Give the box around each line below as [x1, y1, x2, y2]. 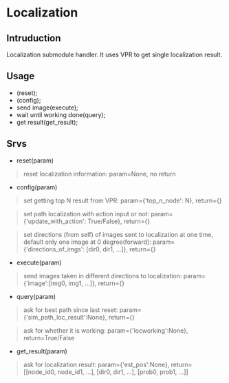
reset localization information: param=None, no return [23, 169, 176, 178]
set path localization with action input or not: [23, 209, 149, 218]
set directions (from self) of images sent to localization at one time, [23, 230, 214, 238]
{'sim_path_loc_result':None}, [23, 313, 107, 321]
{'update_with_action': [23, 217, 87, 225]
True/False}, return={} [87, 217, 151, 225]
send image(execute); [16, 103, 78, 112]
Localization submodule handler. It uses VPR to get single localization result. [6, 50, 223, 59]
